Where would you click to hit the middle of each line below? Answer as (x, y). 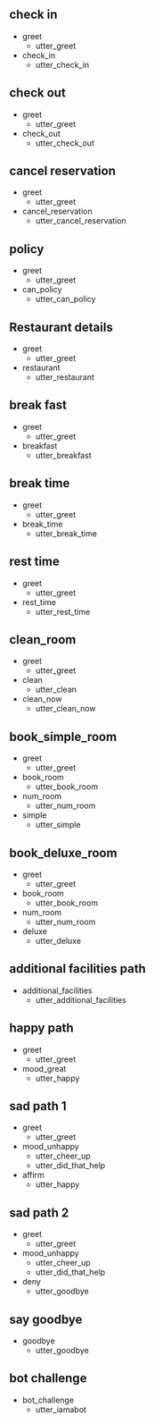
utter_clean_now (65, 709)
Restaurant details (61, 327)
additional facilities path (78, 969)
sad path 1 (38, 1106)
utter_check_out (65, 143)
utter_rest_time (63, 611)
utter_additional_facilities (81, 999)
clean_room (43, 640)
